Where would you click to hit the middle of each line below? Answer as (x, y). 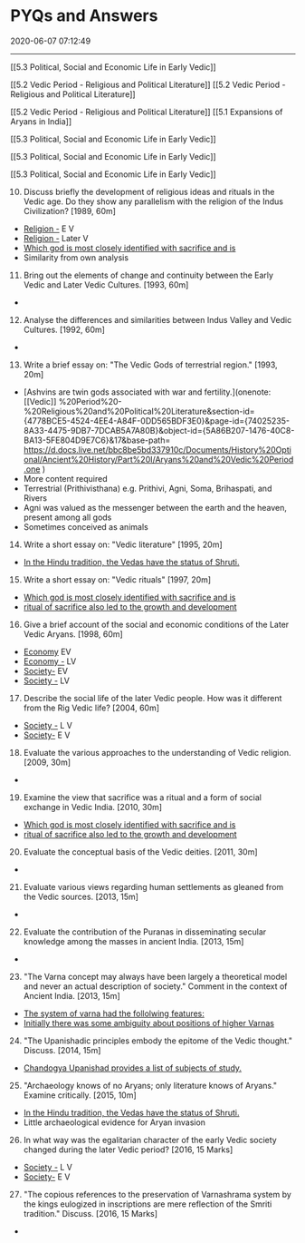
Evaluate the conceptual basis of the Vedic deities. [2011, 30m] (140, 852)
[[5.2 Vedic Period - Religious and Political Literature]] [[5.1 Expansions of (147, 112)
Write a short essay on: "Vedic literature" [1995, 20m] (123, 544)
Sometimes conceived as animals (86, 526)
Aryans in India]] (41, 121)
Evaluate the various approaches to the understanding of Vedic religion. (157, 752)
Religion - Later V (56, 238)
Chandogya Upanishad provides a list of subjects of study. (133, 1068)
